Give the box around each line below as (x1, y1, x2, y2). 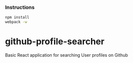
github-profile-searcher (5, 36, 105, 47)
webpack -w (5, 20, 27, 24)
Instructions (5, 4, 35, 11)
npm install (5, 15, 29, 20)
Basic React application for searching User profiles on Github (5, 52, 128, 58)
